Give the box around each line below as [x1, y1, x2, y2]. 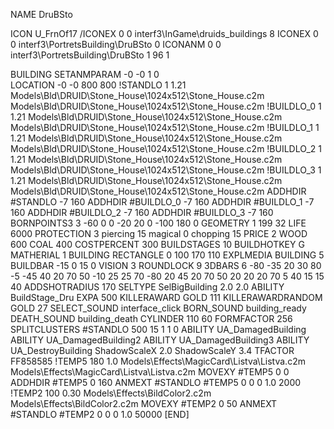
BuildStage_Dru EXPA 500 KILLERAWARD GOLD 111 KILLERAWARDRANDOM [10, 292, 323, 303]
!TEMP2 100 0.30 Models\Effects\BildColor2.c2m [10, 387, 212, 399]
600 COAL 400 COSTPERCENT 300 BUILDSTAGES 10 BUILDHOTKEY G [10, 239, 305, 250]
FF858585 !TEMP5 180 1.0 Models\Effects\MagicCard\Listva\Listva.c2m [10, 355, 306, 367]
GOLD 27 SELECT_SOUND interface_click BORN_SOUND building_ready [10, 302, 307, 314]
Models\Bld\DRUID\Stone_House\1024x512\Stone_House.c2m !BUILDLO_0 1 [10, 100, 322, 112]
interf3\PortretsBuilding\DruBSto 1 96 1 [10, 49, 170, 61]
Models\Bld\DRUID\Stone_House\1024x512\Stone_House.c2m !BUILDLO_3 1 [10, 164, 322, 176]
